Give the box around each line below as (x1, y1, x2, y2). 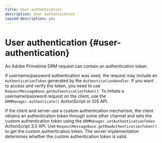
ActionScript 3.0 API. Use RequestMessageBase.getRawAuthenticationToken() (5, 123, 157, 129)
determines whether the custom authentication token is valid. (5, 134, 128, 140)
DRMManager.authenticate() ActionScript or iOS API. (5, 98, 108, 104)
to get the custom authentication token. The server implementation (5, 128, 139, 134)
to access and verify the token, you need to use (5, 83, 101, 89)
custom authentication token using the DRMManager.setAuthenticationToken (5, 118, 155, 124)
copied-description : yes (5, 16, 55, 21)
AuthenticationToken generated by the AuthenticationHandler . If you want (5, 78, 154, 84)
